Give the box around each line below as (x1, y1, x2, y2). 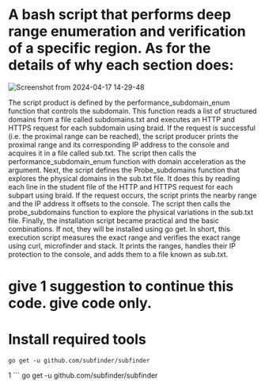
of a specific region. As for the (8, 40, 211, 57)
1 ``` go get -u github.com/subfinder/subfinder (8, 371, 158, 380)
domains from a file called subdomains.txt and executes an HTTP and (8, 114, 235, 124)
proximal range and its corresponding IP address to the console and (8, 140, 229, 149)
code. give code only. (8, 294, 153, 313)
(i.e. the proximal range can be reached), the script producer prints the (8, 131, 239, 140)
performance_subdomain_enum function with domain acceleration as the (8, 156, 247, 166)
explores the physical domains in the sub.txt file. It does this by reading (8, 173, 240, 183)
